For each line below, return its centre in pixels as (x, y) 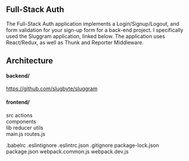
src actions (20, 115)
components (21, 121)
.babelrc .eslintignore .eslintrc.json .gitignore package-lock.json (83, 145)
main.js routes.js (26, 133)
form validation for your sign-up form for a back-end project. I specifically (95, 30)
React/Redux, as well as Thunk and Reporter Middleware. (75, 42)
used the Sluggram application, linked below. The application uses (85, 36)
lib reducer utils (25, 128)
